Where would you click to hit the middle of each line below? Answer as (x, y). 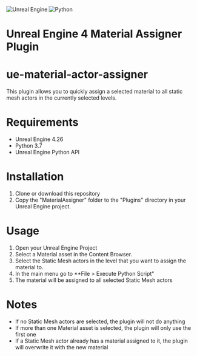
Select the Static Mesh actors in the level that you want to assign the (101, 261)
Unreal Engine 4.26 (39, 139)
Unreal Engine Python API (47, 152)
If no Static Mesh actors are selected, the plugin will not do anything (100, 321)
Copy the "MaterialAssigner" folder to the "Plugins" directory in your (100, 200)
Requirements (42, 122)
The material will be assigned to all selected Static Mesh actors (94, 280)
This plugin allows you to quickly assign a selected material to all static (95, 92)
